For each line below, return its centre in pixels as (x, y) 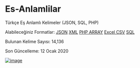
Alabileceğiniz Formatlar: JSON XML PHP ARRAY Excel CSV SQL (70, 32)
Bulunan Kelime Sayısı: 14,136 (35, 41)
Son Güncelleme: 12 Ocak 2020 (37, 51)
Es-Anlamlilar (33, 9)
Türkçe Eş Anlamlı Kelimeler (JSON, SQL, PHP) (52, 23)
